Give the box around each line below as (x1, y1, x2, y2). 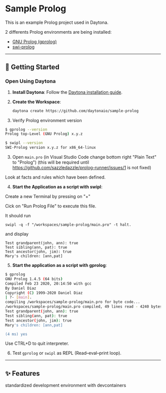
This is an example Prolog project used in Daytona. (5, 19, 109, 25)
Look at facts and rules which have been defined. (5, 174, 106, 180)
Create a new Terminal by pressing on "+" (5, 194, 90, 199)
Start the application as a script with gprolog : (12, 262, 107, 268)
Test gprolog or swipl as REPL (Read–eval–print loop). (12, 350, 122, 356)
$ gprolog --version (5, 127, 48, 132)
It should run (5, 213, 31, 218)
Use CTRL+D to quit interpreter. (5, 340, 69, 346)
